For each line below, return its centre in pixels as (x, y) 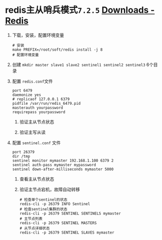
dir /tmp (21, 156)
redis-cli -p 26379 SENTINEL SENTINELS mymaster (70, 213)
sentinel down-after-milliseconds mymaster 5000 (63, 169)
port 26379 (23, 152)
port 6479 (22, 90)
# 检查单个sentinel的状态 (43, 200)
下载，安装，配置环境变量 (38, 35)
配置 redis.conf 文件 (32, 81)
